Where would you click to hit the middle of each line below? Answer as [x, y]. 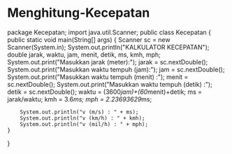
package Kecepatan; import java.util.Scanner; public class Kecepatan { [109, 32]
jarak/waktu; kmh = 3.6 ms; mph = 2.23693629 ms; [80, 99]
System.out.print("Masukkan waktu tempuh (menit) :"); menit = [98, 77]
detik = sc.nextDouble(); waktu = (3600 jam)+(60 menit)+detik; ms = [105, 92]
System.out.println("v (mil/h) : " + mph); [84, 124]
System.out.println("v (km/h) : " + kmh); [82, 118]
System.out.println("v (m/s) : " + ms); [79, 112]
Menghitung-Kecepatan [79, 13]
